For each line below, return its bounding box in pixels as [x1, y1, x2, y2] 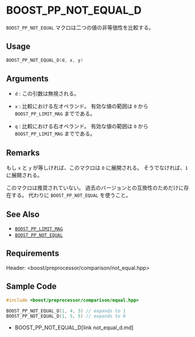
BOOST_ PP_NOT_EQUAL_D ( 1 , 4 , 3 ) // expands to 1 [6, 308, 126, 314]
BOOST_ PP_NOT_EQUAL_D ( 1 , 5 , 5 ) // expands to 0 [6, 313, 126, 319]
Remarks [6, 148, 40, 158]
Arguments [6, 74, 49, 84]
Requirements [6, 249, 59, 259]
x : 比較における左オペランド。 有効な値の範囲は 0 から [14, 103, 149, 110]
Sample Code [6, 281, 57, 291]
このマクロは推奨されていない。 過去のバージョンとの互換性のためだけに [6, 185, 184, 192]
